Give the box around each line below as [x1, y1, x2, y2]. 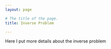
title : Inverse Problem [5, 21, 54, 25]
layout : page [5, 7, 32, 12]
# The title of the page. [5, 16, 58, 21]
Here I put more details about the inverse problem [5, 38, 106, 44]
